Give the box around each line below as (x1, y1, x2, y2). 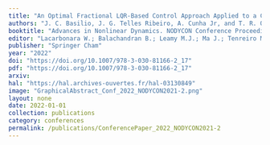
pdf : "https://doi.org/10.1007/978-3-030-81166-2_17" (8, 64, 193, 72)
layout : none (8, 94, 52, 102)
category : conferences (8, 117, 84, 125)
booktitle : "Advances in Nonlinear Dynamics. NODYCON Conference (8, 27, 231, 35)
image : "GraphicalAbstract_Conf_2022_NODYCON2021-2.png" (8, 86, 203, 95)
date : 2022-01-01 (8, 101, 67, 110)
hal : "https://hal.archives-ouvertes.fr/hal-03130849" (8, 79, 196, 87)
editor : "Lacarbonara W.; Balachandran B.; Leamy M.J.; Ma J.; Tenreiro (8, 34, 257, 43)
